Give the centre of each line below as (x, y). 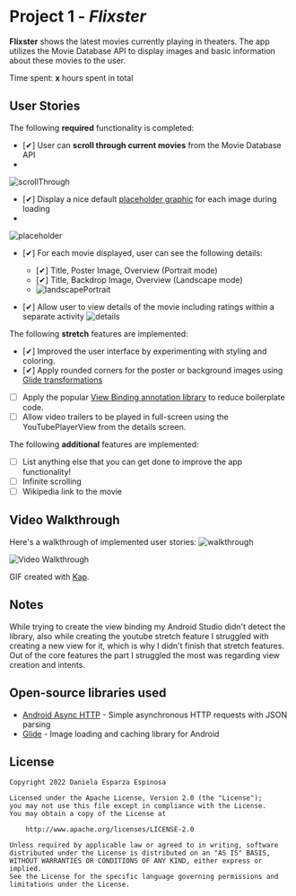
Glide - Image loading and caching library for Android (121, 733)
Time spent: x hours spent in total (71, 77)
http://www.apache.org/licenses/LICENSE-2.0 (110, 830)
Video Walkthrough (65, 520)
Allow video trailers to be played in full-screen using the (125, 417)
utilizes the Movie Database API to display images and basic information (143, 50)
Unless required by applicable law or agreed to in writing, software (144, 846)
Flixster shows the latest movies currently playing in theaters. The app (140, 41)
